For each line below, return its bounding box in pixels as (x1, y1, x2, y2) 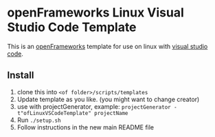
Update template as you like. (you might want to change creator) (16, 95, 200, 103)
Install (7, 70, 34, 81)
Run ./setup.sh (16, 116, 61, 124)
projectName (93, 109, 128, 116)
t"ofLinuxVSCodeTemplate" (16, 109, 91, 116)
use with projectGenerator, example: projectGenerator (16, 102, 171, 111)
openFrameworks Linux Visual (7, 5, 184, 21)
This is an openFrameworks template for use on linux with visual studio (7, 42, 208, 50)
